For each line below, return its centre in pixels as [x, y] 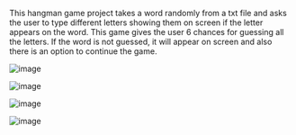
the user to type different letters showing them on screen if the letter [136, 22]
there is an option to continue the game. [83, 51]
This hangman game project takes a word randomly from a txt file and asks [148, 13]
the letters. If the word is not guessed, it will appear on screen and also [141, 41]
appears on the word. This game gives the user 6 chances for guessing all [147, 32]
